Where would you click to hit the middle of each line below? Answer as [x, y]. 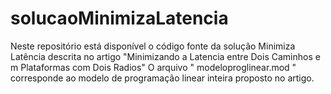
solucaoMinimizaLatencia [119, 18]
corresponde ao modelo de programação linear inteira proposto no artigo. [162, 78]
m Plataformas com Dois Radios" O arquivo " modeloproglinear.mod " [153, 67]
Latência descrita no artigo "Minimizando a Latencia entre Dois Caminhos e [165, 56]
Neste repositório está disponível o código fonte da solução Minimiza [153, 46]
